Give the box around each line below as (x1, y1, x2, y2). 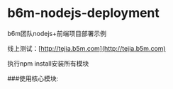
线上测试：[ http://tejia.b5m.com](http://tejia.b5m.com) (7, 44, 166, 52)
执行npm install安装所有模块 (7, 59, 89, 68)
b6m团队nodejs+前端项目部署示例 (7, 29, 106, 37)
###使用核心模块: (7, 74, 59, 83)
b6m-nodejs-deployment (7, 5, 160, 21)
